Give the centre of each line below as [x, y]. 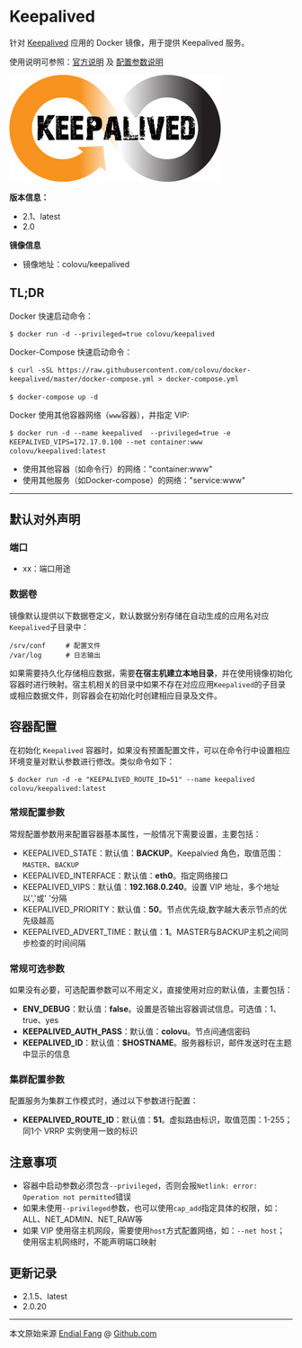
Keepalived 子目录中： [49, 626]
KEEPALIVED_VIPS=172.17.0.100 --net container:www [106, 442]
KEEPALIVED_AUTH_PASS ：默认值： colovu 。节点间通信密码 [136, 1031]
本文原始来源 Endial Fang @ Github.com [83, 1334]
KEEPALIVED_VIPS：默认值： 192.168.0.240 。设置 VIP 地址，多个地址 [151, 886]
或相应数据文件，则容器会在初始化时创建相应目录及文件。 [115, 696]
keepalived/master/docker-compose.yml [82, 379]
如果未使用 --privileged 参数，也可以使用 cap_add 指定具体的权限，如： [151, 1209]
